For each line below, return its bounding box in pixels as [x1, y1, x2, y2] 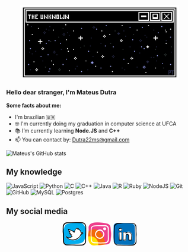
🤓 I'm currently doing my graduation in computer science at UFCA [14, 120, 177, 127]
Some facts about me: [6, 102, 62, 109]
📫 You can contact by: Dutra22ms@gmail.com [14, 136, 130, 143]
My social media [6, 206, 68, 216]
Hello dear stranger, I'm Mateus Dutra [6, 88, 117, 96]
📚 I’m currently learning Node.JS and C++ [14, 127, 120, 134]
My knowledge [6, 166, 62, 177]
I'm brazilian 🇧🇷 [14, 113, 56, 120]
